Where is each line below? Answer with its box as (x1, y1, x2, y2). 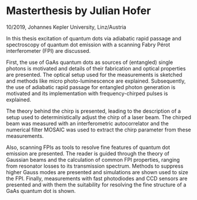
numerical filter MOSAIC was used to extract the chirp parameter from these (6, 126, 191, 133)
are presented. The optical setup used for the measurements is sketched (6, 71, 182, 78)
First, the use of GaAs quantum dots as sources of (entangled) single (6, 59, 173, 66)
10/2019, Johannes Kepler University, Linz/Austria (6, 23, 126, 30)
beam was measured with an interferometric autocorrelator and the (6, 120, 169, 127)
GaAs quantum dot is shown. (6, 187, 76, 194)
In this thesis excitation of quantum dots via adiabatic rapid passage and (6, 35, 182, 42)
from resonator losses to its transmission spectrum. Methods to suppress (6, 162, 183, 170)
